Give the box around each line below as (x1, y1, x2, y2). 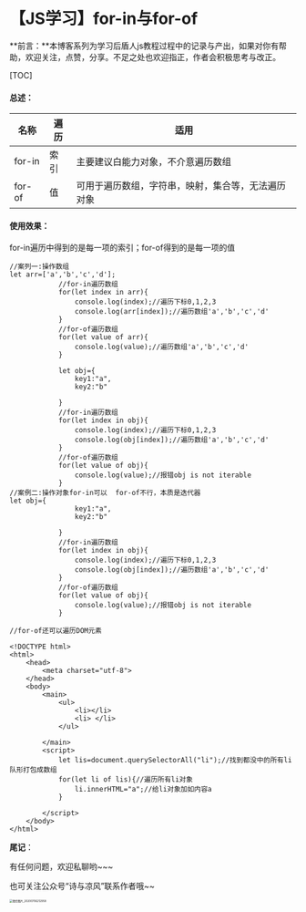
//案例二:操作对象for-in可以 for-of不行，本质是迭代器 (9, 489, 201, 498)
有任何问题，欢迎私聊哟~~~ (9, 861, 114, 872)
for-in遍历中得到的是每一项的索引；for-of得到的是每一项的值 (9, 243, 235, 254)
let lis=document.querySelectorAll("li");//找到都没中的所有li (57, 756, 293, 765)
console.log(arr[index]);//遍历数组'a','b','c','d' (74, 307, 270, 316)
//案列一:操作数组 (9, 262, 70, 272)
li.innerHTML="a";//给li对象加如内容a (74, 785, 212, 794)
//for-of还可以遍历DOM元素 (9, 627, 102, 636)
